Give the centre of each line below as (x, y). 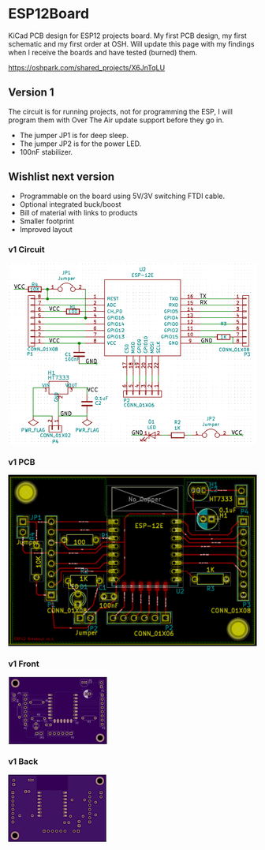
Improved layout (46, 229)
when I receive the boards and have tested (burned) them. (103, 52)
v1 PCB (22, 462)
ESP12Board (49, 14)
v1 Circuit (26, 249)
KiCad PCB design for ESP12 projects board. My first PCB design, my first (127, 36)
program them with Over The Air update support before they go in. (116, 120)
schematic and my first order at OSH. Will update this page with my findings (131, 43)
